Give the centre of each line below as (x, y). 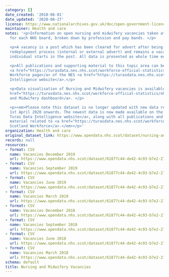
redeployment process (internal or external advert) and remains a (82, 52)
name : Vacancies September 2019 (44, 169)
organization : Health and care (38, 131)
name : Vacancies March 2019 (39, 197)
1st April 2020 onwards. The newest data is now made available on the (87, 112)
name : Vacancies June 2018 (38, 239)
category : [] (19, 10)
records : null (20, 140)
